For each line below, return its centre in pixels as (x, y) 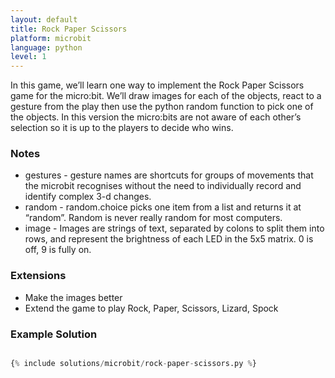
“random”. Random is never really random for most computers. (153, 218)
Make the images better (73, 297)
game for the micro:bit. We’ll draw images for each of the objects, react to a (166, 96)
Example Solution (54, 334)
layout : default (44, 19)
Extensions (38, 276)
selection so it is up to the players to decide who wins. (122, 128)
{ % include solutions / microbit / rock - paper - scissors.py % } (133, 364)
